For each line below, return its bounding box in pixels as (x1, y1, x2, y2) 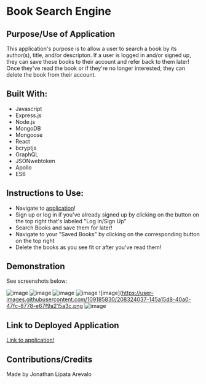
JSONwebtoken (15, 157, 55, 164)
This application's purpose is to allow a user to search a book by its (6, 45, 177, 52)
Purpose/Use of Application (6, 29, 116, 39)
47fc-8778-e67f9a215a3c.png (6, 302, 83, 310)
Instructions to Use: (6, 188, 84, 199)
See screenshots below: (6, 277, 68, 285)
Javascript (15, 105, 42, 112)
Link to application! (6, 336, 55, 344)
